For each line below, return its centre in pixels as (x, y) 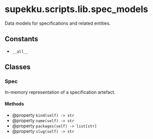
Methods (14, 104)
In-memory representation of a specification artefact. (60, 92)
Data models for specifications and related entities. (58, 23)
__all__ (20, 51)
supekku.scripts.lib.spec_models (76, 9)
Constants (21, 39)
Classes (18, 67)
